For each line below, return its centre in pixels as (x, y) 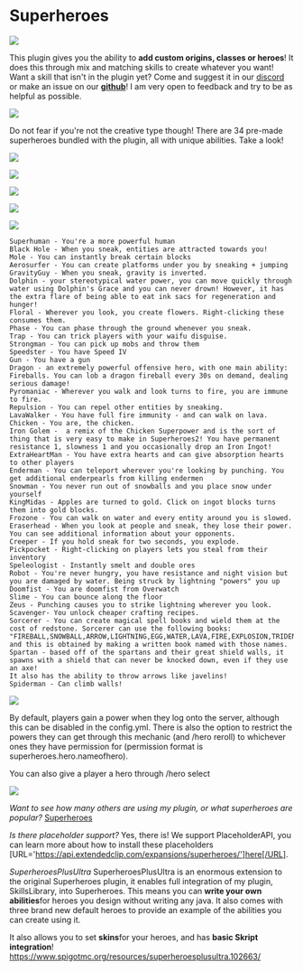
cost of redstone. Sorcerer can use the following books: (120, 629)
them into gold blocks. (54, 510)
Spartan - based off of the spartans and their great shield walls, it (147, 652)
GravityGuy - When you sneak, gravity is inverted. (108, 273)
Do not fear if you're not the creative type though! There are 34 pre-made (146, 130)
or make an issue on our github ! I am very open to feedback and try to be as (151, 86)
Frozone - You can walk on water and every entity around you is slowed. (151, 518)
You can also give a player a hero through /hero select (110, 773)
